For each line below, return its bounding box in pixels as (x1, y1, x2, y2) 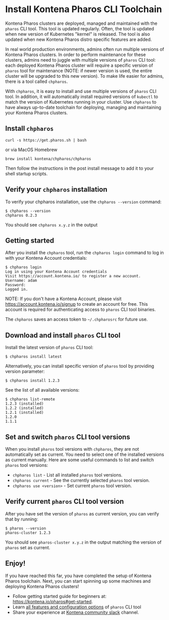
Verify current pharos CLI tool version (5, 497, 124, 506)
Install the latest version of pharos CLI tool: (5, 345, 93, 351)
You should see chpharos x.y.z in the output (5, 221, 98, 228)
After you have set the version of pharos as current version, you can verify (5, 510, 159, 516)
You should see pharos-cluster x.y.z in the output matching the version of (5, 539, 162, 545)
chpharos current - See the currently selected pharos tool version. (12, 478, 150, 483)
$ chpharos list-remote (5, 397, 55, 402)
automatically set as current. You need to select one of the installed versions (5, 451, 164, 457)
